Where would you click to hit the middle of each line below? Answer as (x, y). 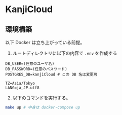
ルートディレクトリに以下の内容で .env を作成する (65, 53)
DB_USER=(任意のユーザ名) (30, 64)
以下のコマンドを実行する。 (42, 98)
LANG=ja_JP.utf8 (22, 88)
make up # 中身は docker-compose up (43, 107)
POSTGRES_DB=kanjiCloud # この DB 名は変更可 (51, 74)
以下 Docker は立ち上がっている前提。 (45, 42)
